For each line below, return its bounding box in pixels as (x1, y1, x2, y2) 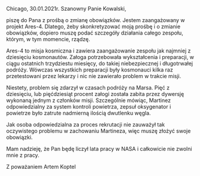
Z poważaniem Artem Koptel (6, 163, 76, 170)
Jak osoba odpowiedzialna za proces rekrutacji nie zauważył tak (6, 121, 165, 128)
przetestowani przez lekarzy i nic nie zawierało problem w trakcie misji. (6, 73, 181, 79)
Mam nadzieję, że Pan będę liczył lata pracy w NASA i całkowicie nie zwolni (6, 146, 192, 152)
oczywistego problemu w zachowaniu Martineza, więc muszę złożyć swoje (6, 128, 191, 134)
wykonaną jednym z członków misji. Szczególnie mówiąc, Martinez (6, 97, 171, 104)
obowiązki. (6, 134, 33, 141)
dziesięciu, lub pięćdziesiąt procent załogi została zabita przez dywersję (6, 91, 184, 97)
